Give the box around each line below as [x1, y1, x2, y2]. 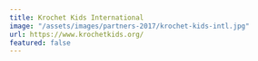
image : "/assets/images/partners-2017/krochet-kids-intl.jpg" [9, 22, 250, 30]
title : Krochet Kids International [9, 13, 144, 22]
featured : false [9, 38, 71, 48]
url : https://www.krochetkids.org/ [9, 30, 144, 39]
